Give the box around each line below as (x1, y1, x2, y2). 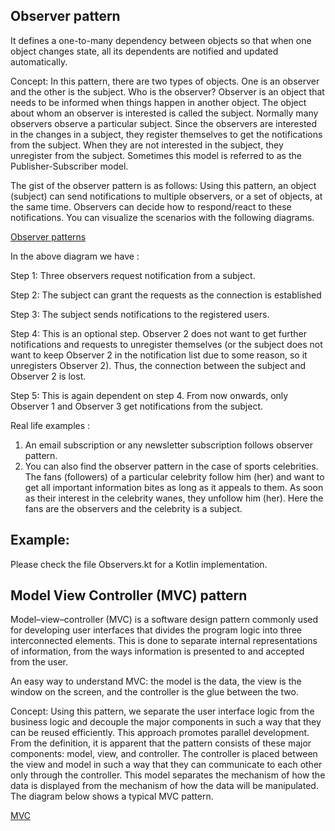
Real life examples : (10, 419, 91, 431)
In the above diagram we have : (10, 250, 140, 262)
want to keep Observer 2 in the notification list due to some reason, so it (10, 349, 308, 361)
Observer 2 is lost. (10, 370, 87, 382)
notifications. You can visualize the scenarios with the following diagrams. (10, 211, 315, 223)
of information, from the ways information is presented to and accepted (10, 645, 305, 658)
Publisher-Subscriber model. (10, 160, 129, 172)
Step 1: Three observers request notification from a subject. (10, 269, 256, 281)
